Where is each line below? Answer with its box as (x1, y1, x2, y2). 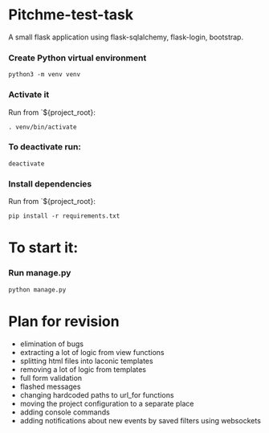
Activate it (8, 89, 50, 100)
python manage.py (8, 285, 67, 294)
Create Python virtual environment (8, 52, 147, 63)
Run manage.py (8, 268, 71, 279)
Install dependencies (8, 178, 92, 190)
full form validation (19, 373, 83, 382)
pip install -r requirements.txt (8, 212, 120, 220)
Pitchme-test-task (8, 6, 134, 24)
